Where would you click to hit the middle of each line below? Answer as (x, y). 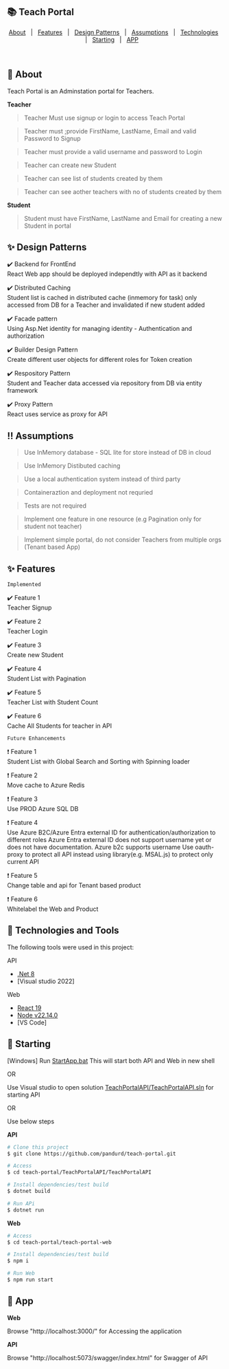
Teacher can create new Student (70, 165)
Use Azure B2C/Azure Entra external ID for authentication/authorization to (111, 832)
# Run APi (21, 1203)
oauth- (205, 847)
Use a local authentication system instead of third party (102, 479)
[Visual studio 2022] (46, 981)
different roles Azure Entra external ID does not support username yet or (109, 840)
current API (23, 862)
